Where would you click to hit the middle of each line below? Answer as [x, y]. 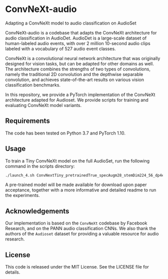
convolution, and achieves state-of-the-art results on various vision [74, 79]
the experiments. [22, 195]
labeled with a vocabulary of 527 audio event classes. [60, 48]
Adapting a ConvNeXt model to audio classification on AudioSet [71, 23]
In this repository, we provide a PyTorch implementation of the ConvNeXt [80, 94]
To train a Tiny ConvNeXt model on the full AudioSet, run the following [77, 160]
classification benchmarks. [33, 85]
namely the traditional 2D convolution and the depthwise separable [74, 74]
